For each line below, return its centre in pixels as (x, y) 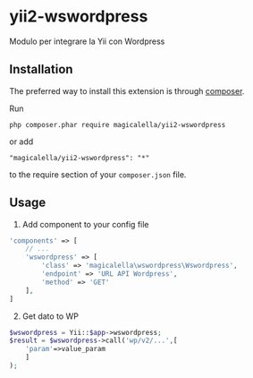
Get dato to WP (50, 316)
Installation (41, 69)
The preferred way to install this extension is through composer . (127, 90)
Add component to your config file (85, 224)
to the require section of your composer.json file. (98, 174)
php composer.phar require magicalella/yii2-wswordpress (118, 125)
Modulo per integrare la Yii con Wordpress (87, 41)
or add (21, 142)
